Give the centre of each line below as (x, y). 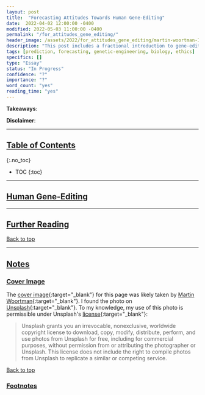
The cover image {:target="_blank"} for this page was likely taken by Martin (100, 294)
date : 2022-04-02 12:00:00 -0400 (50, 23)
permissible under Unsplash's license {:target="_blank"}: (77, 314)
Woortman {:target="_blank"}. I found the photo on (69, 301)
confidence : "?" (27, 74)
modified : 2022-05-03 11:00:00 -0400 (54, 29)
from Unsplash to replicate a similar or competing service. (94, 358)
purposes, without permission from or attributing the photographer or (109, 345)
